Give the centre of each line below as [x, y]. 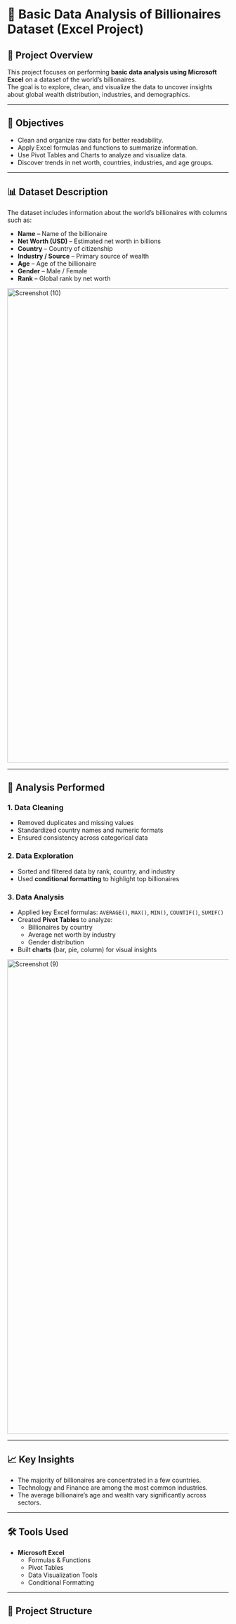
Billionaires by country [60, 927]
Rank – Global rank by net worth [64, 278]
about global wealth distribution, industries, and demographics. [99, 95]
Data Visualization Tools [63, 1575]
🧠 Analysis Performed [56, 787]
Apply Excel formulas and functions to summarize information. [107, 148]
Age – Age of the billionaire [57, 264]
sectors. [29, 1502]
